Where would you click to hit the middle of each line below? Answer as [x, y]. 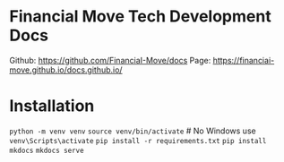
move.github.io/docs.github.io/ [66, 70]
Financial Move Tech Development [140, 17]
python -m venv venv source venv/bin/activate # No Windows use [133, 131]
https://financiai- [244, 60]
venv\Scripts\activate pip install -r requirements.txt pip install [138, 141]
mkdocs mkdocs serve [47, 150]
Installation [52, 106]
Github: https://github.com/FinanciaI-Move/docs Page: [110, 60]
